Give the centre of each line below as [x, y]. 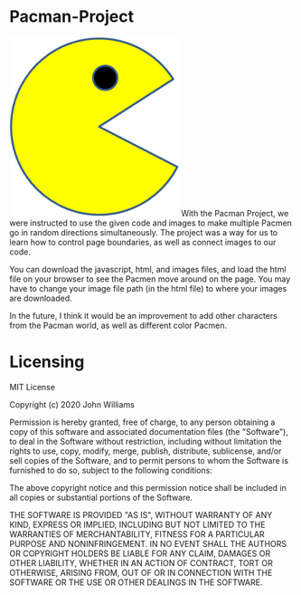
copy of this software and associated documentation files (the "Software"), [149, 432]
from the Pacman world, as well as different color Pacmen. [118, 326]
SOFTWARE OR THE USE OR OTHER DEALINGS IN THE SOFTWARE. [136, 582]
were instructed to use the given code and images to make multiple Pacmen [150, 223]
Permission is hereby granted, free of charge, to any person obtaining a [142, 422]
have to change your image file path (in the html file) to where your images [148, 289]
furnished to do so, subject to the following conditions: [111, 470]
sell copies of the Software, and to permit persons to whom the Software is [149, 461]
